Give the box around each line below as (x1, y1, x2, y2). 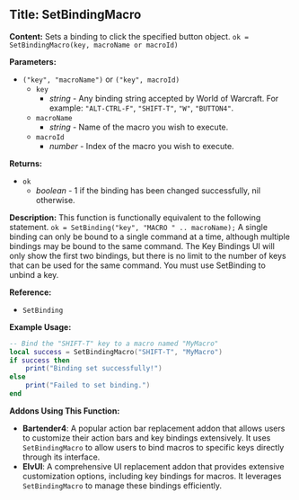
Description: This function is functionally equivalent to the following (9, 211, 261, 223)
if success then (9, 355, 70, 365)
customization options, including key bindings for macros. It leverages (22, 470, 282, 481)
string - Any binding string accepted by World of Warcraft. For (48, 93, 279, 103)
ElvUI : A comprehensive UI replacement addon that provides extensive (22, 460, 285, 471)
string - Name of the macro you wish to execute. (48, 121, 229, 132)
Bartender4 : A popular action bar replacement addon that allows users (22, 423, 286, 433)
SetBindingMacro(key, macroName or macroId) (9, 40, 179, 49)
